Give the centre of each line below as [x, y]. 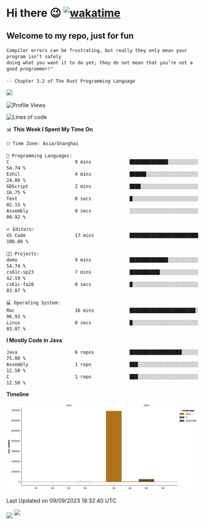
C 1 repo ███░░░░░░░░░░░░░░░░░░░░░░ [102, 377]
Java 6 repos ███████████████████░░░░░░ [102, 352]
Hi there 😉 [34, 13]
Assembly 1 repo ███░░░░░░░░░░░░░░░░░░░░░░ [102, 364]
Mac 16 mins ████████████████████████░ [102, 311]
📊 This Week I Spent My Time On [50, 129]
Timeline [18, 394]
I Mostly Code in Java [34, 340]
